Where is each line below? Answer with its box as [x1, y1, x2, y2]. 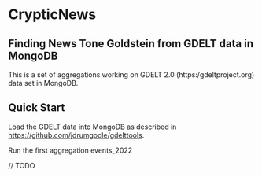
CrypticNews [8, 6, 97, 24]
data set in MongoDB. [8, 79, 79, 87]
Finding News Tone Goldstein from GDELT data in [8, 37, 254, 50]
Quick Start [8, 101, 65, 115]
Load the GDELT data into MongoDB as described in [8, 122, 177, 131]
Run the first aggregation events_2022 [8, 146, 133, 155]
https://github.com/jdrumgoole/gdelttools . [8, 130, 145, 139]
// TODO [8, 160, 35, 170]
